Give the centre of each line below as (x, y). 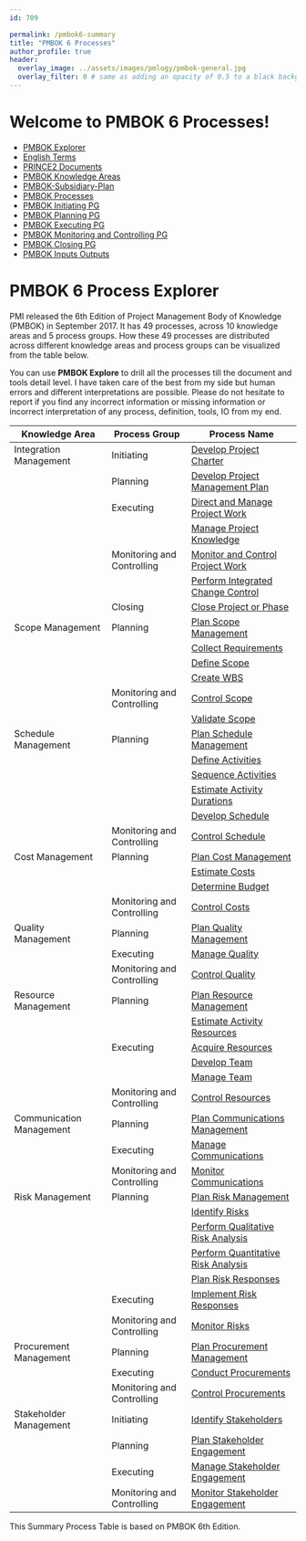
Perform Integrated (232, 581)
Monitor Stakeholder (235, 1492)
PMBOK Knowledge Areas (71, 176)
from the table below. (49, 355)
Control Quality (223, 974)
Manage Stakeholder (235, 1466)
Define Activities (226, 760)
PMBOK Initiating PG (61, 205)
